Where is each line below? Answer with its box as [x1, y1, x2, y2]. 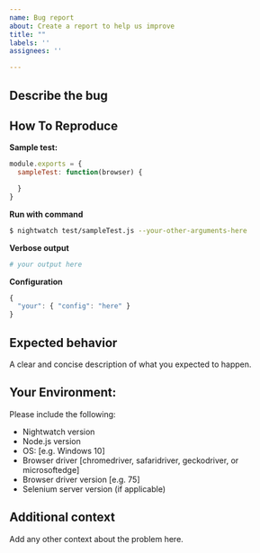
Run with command [9, 209, 84, 219]
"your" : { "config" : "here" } [17, 302, 130, 311]
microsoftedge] [22, 464, 80, 475]
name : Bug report [9, 13, 75, 22]
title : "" [9, 30, 47, 39]
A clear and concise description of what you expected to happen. [9, 359, 252, 370]
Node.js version [22, 435, 81, 446]
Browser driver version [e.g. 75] [22, 474, 140, 485]
